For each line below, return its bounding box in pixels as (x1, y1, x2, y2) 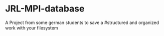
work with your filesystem (5, 24, 58, 30)
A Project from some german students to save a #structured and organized (5, 19, 160, 25)
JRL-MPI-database (5, 3, 85, 14)
